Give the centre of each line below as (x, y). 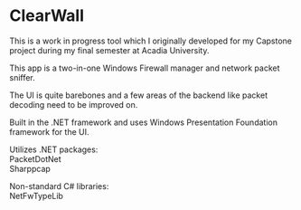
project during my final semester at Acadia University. (109, 50)
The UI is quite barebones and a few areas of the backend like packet (139, 95)
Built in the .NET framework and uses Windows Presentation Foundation (144, 122)
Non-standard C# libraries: (59, 186)
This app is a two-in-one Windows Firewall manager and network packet (145, 68)
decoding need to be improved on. (74, 104)
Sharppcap (30, 168)
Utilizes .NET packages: (54, 149)
